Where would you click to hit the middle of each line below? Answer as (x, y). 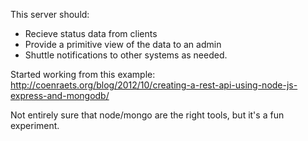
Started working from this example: (83, 74)
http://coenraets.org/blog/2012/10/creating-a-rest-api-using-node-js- (154, 85)
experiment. (35, 125)
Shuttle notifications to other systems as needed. (126, 55)
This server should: (50, 14)
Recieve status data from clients (91, 33)
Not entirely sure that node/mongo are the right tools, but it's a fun (147, 115)
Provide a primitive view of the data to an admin (123, 44)
